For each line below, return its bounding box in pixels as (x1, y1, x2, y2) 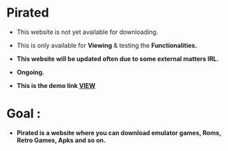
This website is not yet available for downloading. (16, 28, 158, 36)
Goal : (6, 106, 41, 122)
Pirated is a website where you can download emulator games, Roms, (16, 128, 222, 136)
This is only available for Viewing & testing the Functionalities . (16, 41, 197, 49)
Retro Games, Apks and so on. (16, 136, 106, 144)
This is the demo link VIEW (16, 81, 96, 89)
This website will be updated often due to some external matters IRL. (16, 54, 220, 63)
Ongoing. (16, 68, 44, 76)
